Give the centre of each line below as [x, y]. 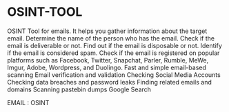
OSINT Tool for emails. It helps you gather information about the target [107, 31]
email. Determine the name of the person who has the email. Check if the [111, 38]
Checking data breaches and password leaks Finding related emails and [110, 82]
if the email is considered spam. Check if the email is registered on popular [113, 53]
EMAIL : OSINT [28, 102]
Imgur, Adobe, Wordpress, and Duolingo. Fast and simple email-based [107, 67]
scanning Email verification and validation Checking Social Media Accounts [114, 75]
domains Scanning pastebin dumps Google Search [79, 89]
